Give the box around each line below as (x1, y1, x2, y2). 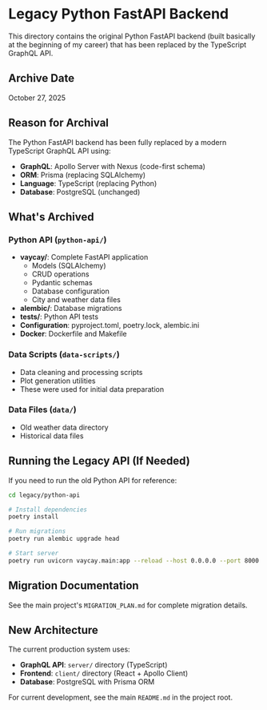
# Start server (8, 550, 59, 558)
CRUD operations (31, 269, 90, 279)
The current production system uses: (8, 644, 130, 654)
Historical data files (19, 430, 84, 441)
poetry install (8, 513, 59, 521)
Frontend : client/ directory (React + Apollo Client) (19, 668, 189, 678)
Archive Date (8, 71, 74, 85)
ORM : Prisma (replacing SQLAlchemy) (19, 170, 146, 180)
